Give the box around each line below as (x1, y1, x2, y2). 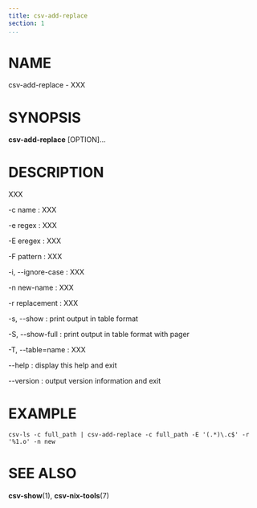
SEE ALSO (8, 465, 77, 482)
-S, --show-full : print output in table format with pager (8, 330, 190, 339)
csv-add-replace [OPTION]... (8, 135, 106, 144)
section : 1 (8, 19, 45, 27)
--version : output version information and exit (8, 376, 161, 386)
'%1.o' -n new (8, 438, 56, 446)
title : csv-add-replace (8, 11, 88, 20)
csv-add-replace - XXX (8, 80, 86, 90)
